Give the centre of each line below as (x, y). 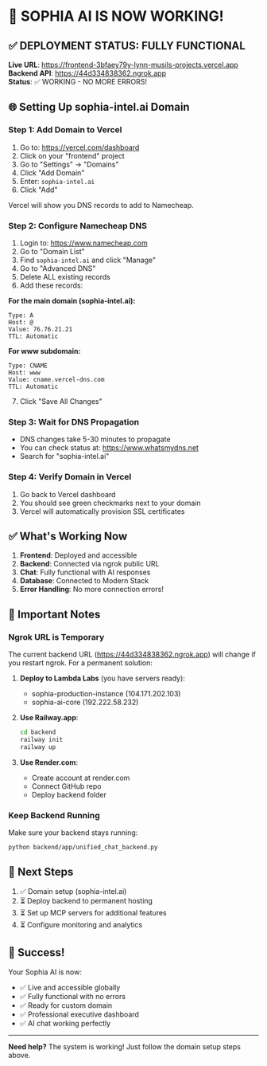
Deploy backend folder (69, 794)
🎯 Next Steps (41, 872)
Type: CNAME (28, 366)
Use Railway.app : (49, 718)
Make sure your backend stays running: (73, 833)
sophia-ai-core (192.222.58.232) (85, 702)
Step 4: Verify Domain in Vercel (70, 477)
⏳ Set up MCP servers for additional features (93, 912)
